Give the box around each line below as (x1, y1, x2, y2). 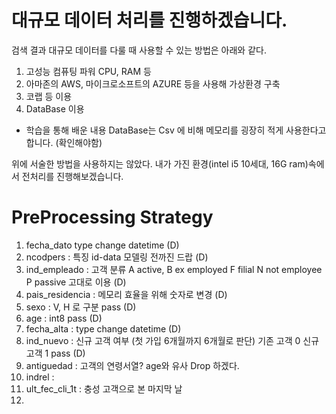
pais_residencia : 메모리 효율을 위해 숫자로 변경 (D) (25, 288, 228, 300)
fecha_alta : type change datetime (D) (25, 322, 182, 335)
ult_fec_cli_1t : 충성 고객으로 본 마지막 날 (25, 382, 183, 395)
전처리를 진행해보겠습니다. (21, 170, 124, 182)
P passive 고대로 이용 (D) (25, 276, 127, 288)
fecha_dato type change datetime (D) (25, 239, 180, 251)
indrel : (25, 371, 55, 383)
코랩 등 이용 (25, 90, 73, 102)
